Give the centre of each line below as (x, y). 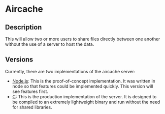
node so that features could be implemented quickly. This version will (82, 86)
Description (23, 27)
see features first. (30, 91)
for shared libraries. (32, 107)
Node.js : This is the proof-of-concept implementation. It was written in (84, 81)
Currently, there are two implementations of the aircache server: (70, 71)
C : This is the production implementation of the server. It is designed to (84, 96)
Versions (19, 60)
